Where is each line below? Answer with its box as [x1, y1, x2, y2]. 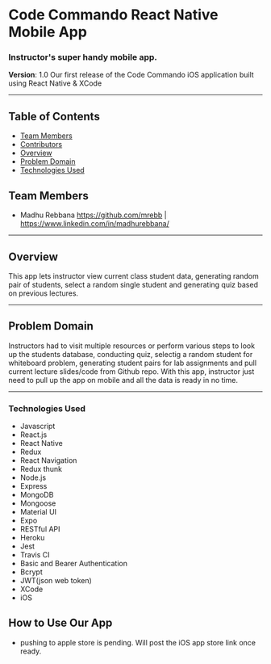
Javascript [19, 422, 56, 431]
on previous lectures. [8, 288, 79, 298]
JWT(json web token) [19, 576, 93, 586]
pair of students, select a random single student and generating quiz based [8, 279, 258, 289]
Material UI [19, 507, 57, 517]
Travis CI [19, 550, 50, 560]
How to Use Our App [8, 616, 113, 630]
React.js [19, 430, 48, 439]
